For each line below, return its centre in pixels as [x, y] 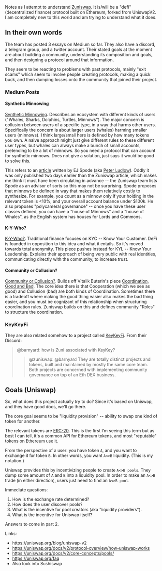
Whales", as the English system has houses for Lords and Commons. [74, 217]
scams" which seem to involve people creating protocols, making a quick [78, 74]
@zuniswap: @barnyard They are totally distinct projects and [90, 359]
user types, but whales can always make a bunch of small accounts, [73, 145]
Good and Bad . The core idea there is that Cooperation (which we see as [78, 286]
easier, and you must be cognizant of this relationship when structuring [76, 302]
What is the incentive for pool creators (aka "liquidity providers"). [77, 510]
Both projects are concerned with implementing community [88, 369]
